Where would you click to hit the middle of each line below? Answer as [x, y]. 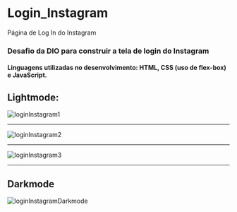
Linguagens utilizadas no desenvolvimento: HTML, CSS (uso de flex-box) [117, 68]
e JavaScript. [27, 75]
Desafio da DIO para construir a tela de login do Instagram [108, 51]
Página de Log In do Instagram [52, 33]
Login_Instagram [58, 13]
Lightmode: [33, 97]
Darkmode [31, 184]
